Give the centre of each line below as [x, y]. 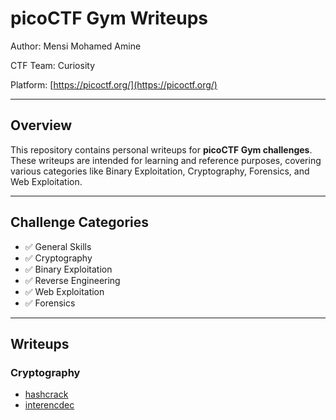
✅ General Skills [58, 246]
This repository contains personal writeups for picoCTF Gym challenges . [161, 149]
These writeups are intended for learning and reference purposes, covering [166, 160]
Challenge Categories [79, 222]
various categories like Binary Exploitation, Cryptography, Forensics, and [160, 171]
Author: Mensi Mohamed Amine [76, 46]
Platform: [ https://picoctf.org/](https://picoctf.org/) [114, 84]
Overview [41, 125]
